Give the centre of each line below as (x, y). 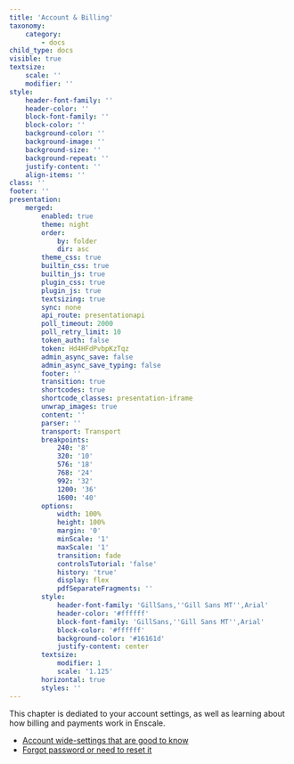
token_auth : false (75, 340)
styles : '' (61, 688)
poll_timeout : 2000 (78, 324)
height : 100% (81, 523)
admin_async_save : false (87, 357)
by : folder (77, 241)
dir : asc (73, 249)
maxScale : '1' (83, 547)
